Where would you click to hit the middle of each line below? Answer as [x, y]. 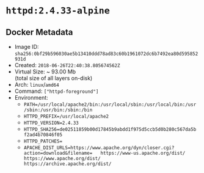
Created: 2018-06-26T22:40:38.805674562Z [67, 65]
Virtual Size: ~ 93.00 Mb [45, 72]
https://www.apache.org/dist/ [62, 158]
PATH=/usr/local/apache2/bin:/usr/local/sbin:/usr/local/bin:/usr [110, 105]
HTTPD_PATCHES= [43, 141]
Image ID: [27, 47]
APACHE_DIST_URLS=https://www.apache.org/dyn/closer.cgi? [99, 148]
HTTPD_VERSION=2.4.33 [51, 123]
